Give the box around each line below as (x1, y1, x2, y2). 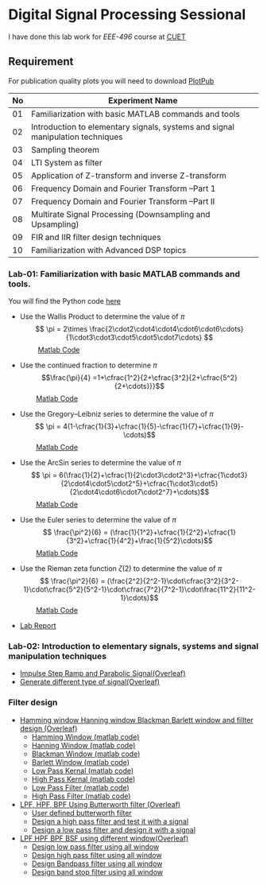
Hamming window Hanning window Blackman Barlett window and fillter (19, 715, 254, 724)
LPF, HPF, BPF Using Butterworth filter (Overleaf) (19, 799, 181, 809)
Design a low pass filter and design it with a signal (31, 825, 196, 834)
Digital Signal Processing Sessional (8, 6, 246, 24)
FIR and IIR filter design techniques (31, 231, 161, 243)
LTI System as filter (31, 157, 103, 168)
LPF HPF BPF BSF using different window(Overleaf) (19, 833, 189, 843)
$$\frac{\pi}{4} (41, 373, 91, 382)
